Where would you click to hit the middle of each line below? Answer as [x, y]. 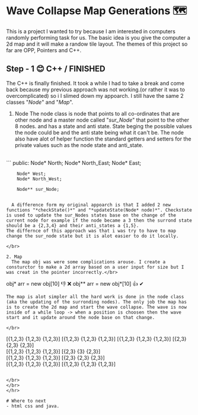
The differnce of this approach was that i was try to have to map [91, 231]
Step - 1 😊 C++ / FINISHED [56, 69]
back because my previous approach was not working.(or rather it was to [96, 90]
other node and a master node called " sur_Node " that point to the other [102, 120]
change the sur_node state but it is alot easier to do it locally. [92, 236]
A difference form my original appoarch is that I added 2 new [91, 205]
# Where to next [26, 401]
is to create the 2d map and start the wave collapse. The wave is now [96, 307]
